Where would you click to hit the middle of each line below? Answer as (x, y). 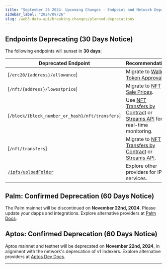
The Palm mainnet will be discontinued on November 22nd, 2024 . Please (81, 208)
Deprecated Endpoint (64, 64)
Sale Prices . (140, 92)
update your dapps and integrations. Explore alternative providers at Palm (81, 213)
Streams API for (144, 119)
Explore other (142, 166)
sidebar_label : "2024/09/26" (35, 14)
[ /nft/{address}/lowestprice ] (43, 89)
